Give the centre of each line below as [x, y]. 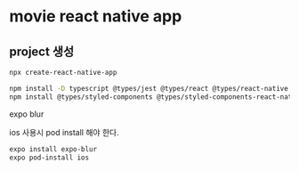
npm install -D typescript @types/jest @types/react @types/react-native [149, 88]
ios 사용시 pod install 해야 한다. [64, 132]
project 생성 [42, 51]
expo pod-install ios [49, 158]
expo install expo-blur [53, 149]
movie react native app [96, 16]
